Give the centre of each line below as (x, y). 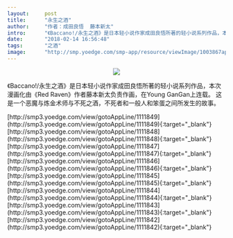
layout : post (32, 13)
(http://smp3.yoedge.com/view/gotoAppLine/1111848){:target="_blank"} (110, 138)
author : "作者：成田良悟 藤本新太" (61, 26)
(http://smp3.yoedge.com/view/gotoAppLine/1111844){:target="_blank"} (110, 197)
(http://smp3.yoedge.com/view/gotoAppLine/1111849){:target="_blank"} (110, 124)
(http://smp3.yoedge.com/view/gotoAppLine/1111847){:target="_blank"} (109, 154)
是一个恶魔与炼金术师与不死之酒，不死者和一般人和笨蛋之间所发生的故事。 (113, 103)
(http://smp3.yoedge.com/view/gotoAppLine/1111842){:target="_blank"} (110, 227)
